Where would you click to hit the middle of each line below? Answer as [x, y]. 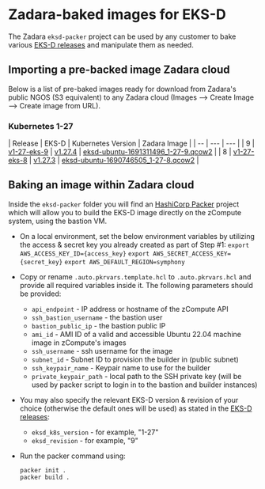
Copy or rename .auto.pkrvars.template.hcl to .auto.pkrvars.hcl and [135, 277]
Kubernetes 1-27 [41, 126]
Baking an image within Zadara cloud [101, 185]
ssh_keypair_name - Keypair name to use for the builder [121, 368]
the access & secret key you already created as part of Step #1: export [134, 244]
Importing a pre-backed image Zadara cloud [119, 70]
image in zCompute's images [79, 343]
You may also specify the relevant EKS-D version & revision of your [129, 400]
